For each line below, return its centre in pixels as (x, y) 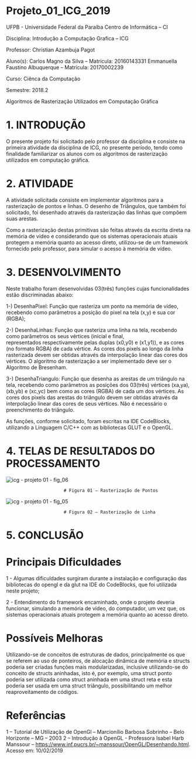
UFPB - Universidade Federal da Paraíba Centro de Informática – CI (87, 27)
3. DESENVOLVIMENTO (64, 272)
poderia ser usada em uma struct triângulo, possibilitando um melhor (89, 685)
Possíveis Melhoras (55, 638)
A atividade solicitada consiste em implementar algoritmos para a (85, 200)
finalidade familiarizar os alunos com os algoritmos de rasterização (87, 154)
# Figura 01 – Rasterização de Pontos (111, 491)
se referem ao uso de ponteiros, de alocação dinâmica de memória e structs (98, 661)
